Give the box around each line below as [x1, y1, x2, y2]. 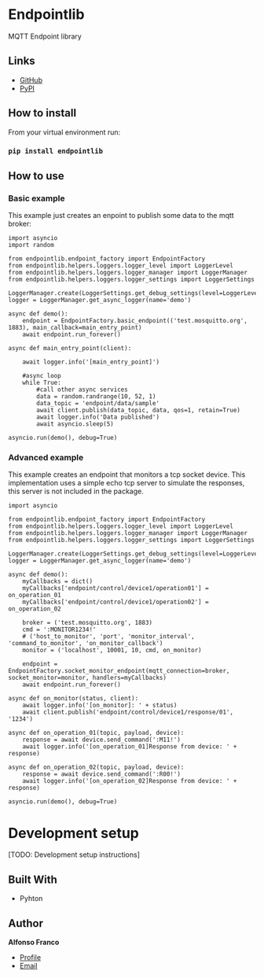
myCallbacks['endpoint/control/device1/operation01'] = [22, 585, 210, 592]
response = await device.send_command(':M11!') [22, 736, 181, 744]
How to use [8, 169, 64, 183]
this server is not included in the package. [8, 486, 144, 496]
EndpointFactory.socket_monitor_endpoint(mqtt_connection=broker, [8, 667, 230, 675]
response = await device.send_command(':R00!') [22, 770, 181, 778]
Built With [8, 873, 57, 886]
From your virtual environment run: [8, 127, 121, 137]
